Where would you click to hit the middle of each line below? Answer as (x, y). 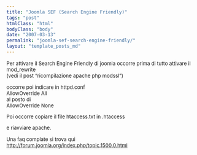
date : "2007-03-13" (31, 35)
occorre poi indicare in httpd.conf (46, 87)
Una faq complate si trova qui (41, 139)
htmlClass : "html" (30, 23)
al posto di (19, 99)
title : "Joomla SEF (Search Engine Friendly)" (67, 12)
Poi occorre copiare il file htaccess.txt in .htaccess (66, 116)
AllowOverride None (30, 105)
